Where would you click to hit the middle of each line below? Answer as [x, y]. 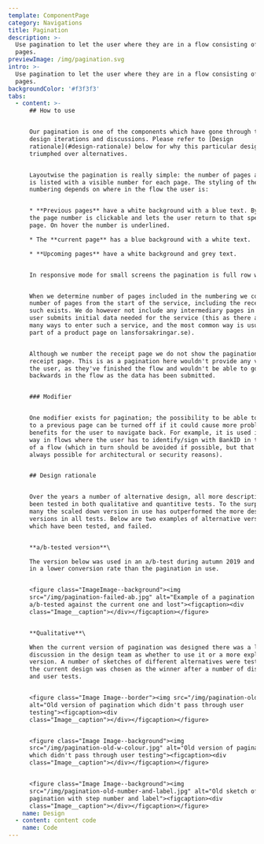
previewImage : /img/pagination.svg [66, 60]
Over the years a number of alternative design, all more [126, 497]
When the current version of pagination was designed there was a [140, 647]
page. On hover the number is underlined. [99, 225]
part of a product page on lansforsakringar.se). [112, 333]
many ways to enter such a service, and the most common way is [136, 325]
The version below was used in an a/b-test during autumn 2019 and [142, 561]
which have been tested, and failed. [91, 526]
